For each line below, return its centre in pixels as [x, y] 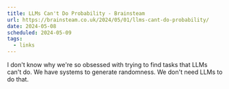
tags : [15, 39]
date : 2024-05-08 [32, 26]
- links [24, 45]
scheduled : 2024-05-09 [39, 33]
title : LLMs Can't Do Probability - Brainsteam [76, 13]
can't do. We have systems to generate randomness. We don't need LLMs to [115, 72]
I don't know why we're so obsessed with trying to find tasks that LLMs [107, 65]
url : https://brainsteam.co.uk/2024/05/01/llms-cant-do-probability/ [108, 20]
